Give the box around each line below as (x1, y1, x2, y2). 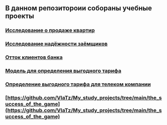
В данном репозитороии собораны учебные (5, 4, 152, 13)
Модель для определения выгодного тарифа (5, 67, 122, 74)
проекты (5, 12, 34, 21)
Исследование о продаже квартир (5, 27, 95, 34)
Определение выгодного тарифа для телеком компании (5, 81, 151, 87)
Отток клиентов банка (5, 54, 63, 61)
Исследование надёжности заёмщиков (5, 40, 108, 47)
